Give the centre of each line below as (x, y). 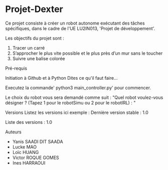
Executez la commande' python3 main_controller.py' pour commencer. (78, 88)
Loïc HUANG (26, 152)
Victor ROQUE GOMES (36, 157)
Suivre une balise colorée (39, 58)
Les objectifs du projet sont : (35, 38)
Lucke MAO (24, 147)
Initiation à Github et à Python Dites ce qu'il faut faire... (61, 78)
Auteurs (13, 132)
